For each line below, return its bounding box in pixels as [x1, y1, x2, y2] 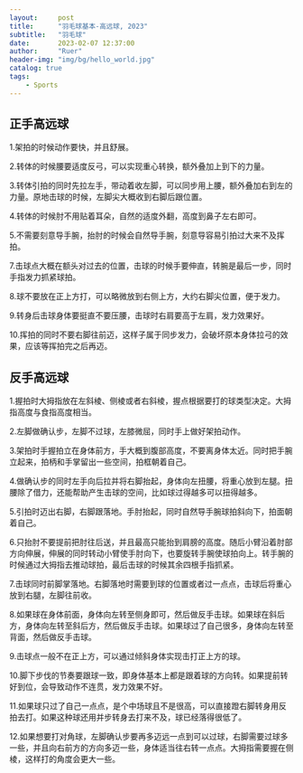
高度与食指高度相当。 [16, 407, 96, 418]
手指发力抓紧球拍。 [9, 272, 81, 283]
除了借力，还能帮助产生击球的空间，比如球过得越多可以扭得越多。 [16, 487, 262, 498]
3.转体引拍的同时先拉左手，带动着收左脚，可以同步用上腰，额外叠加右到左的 [9, 180, 293, 191]
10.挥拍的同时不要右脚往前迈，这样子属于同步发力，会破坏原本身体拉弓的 [9, 329, 281, 340]
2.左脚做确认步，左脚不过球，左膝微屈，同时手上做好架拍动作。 [9, 426, 246, 437]
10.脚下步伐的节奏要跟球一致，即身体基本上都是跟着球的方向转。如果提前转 [9, 670, 289, 681]
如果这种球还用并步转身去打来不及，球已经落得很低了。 [40, 712, 246, 723]
